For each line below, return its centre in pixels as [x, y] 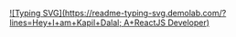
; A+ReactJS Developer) [164, 23]
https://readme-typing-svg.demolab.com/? [145, 13]
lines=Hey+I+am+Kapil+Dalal [64, 23]
